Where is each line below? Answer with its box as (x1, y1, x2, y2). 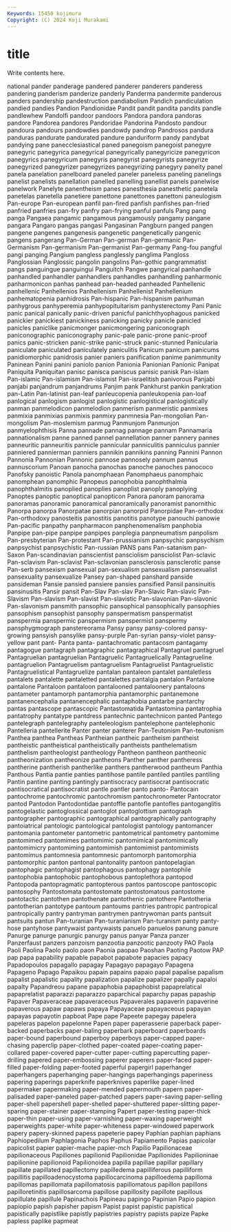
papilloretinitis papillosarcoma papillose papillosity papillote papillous (7, 1188, 203, 1196)
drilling (7, 1056, 27, 1065)
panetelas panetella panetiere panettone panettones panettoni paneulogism (7, 192, 222, 201)
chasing (7, 1041, 30, 1049)
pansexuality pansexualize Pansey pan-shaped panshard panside (7, 573, 194, 581)
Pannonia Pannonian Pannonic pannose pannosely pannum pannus (7, 455, 198, 464)
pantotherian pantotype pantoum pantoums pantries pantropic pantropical (7, 902, 218, 910)
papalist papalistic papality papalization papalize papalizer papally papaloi (7, 976, 218, 984)
